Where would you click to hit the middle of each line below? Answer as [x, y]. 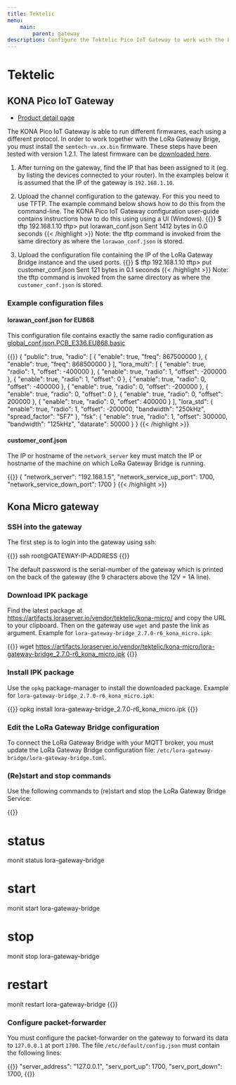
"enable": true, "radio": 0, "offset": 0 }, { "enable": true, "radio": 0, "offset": [115, 394]
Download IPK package [48, 595]
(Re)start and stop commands [59, 776]
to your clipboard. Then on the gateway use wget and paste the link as [108, 625]
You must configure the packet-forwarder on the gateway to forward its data [118, 1038]
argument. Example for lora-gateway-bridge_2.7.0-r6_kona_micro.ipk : [110, 633]
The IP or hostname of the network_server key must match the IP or [105, 456]
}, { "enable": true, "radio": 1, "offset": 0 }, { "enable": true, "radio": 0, [107, 379]
